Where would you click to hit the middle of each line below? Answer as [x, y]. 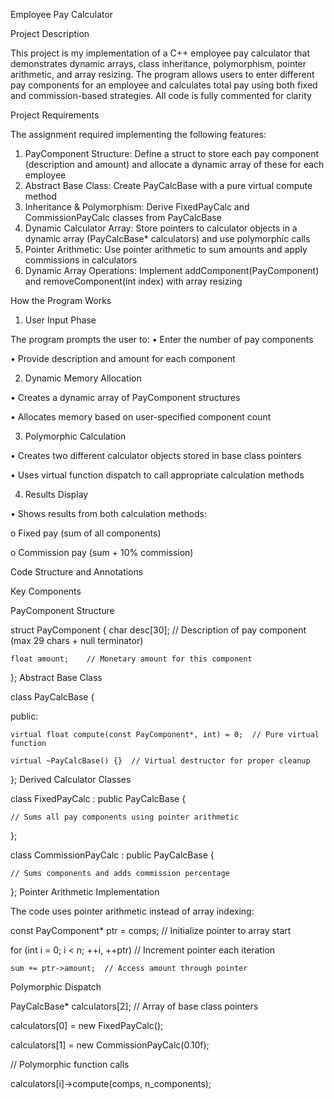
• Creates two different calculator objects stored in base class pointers [156, 455]
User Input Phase [60, 320]
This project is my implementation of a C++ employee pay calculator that [160, 53]
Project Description [50, 33]
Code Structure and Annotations [77, 572]
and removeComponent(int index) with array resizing [133, 281]
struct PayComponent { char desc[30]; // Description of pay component [158, 630]
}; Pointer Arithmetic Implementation [85, 892]
